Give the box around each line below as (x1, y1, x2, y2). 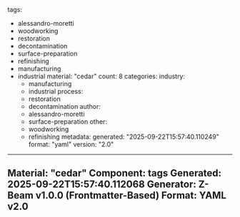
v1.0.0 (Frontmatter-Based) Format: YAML (35, 189, 227, 201)
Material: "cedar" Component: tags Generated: (7, 167, 222, 179)
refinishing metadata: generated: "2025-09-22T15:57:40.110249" (28, 132, 219, 141)
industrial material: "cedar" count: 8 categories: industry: (17, 72, 186, 80)
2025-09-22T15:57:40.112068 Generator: (7, 179, 196, 191)
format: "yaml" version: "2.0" (28, 140, 114, 148)
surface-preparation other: (28, 117, 107, 126)
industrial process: (28, 88, 84, 95)
